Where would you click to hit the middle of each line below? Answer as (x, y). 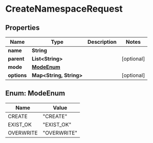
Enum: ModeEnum (35, 93)
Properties (23, 28)
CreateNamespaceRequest (64, 9)
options (17, 75)
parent (16, 59)
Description (102, 42)
